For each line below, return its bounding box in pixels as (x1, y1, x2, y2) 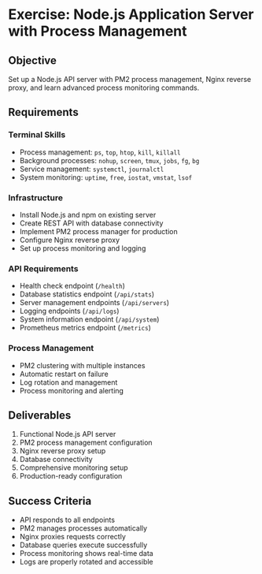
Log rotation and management (19, 377, 118, 387)
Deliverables (8, 408, 72, 422)
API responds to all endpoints (19, 515, 116, 525)
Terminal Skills (8, 129, 66, 140)
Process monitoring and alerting (19, 386, 124, 395)
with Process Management (8, 22, 187, 40)
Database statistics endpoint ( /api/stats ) (19, 289, 155, 299)
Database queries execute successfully (19, 540, 148, 550)
